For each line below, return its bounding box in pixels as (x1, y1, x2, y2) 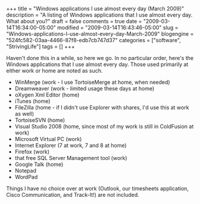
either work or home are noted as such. (6, 67, 103, 74)
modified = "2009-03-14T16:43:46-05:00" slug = (57, 24, 179, 31)
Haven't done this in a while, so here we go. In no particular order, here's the (6, 55, 194, 61)
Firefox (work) (14, 148, 50, 155)
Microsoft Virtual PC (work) (14, 136, 82, 142)
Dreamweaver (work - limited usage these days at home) (14, 85, 155, 92)
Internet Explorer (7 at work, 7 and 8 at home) (14, 142, 127, 149)
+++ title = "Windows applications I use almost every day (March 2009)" (6, 5, 185, 12)
